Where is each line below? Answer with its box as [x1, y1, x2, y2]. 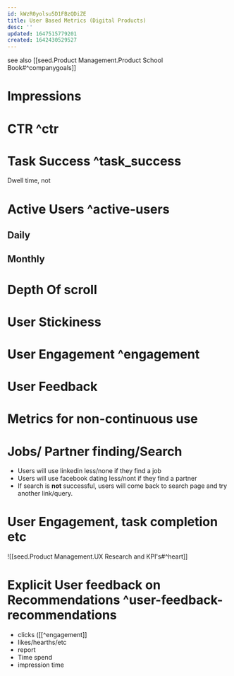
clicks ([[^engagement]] [17, 631, 87, 639]
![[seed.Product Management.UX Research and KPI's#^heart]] [7, 552, 188, 561]
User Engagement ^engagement [7, 346, 200, 362]
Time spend [17, 653, 53, 662]
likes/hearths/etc [17, 638, 67, 647]
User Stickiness [7, 314, 101, 330]
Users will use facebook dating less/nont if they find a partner [17, 474, 197, 483]
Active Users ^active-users [7, 201, 170, 217]
